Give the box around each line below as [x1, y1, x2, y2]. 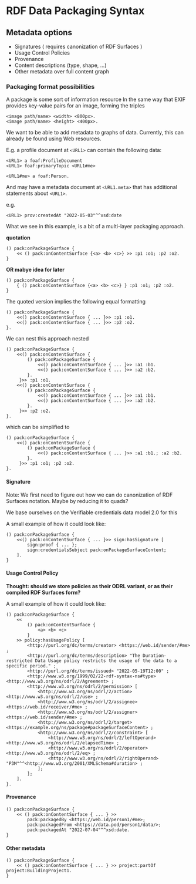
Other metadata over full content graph [14, 68, 110, 75]
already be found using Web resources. [6, 135, 102, 142]
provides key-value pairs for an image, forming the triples [6, 102, 145, 109]
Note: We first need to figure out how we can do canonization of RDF [6, 491, 173, 498]
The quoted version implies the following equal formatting [6, 298, 146, 305]
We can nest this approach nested [6, 335, 89, 342]
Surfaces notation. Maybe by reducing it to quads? [6, 497, 129, 504]
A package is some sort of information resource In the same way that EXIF [6, 96, 186, 103]
